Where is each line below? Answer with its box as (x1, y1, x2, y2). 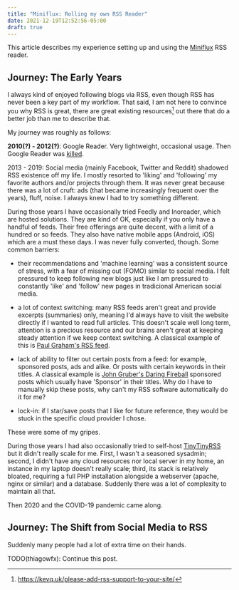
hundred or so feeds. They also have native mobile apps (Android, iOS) (7, 229, 216, 239)
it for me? (17, 393, 46, 401)
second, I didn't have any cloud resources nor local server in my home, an (7, 457, 225, 465)
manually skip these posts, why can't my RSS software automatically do (17, 385, 229, 393)
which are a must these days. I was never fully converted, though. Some (7, 237, 219, 246)
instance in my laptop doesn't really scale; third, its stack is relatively (7, 464, 208, 472)
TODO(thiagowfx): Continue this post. (7, 554, 118, 563)
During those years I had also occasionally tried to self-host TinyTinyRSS (7, 441, 221, 450)
